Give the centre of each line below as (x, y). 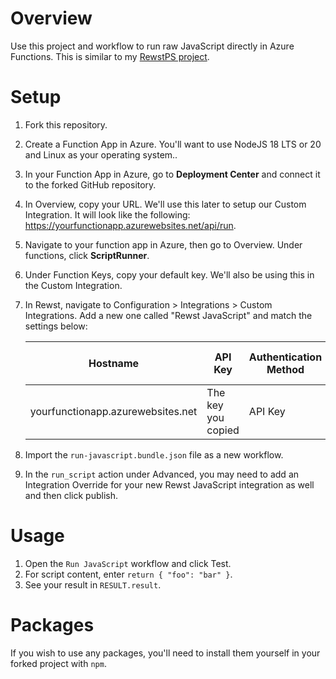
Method (285, 369)
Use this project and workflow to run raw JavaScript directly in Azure (152, 46)
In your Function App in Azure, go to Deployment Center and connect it (172, 174)
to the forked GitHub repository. (90, 184)
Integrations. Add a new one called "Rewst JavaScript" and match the (168, 315)
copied (223, 430)
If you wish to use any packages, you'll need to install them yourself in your (165, 653)
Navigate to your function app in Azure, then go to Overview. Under (163, 244)
